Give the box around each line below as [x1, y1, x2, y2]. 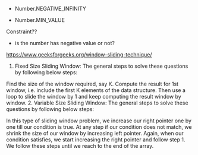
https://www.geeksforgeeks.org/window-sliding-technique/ [6, 51, 152, 58]
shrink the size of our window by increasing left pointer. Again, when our [6, 130, 184, 137]
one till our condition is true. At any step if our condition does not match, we [6, 124, 192, 130]
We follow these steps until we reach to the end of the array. [6, 143, 154, 149]
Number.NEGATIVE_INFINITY [14, 5, 86, 12]
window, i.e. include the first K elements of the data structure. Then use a [6, 87, 186, 94]
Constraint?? [6, 28, 37, 35]
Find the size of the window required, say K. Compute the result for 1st [6, 80, 179, 87]
